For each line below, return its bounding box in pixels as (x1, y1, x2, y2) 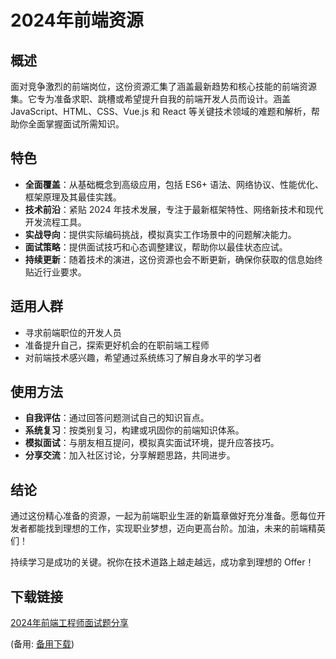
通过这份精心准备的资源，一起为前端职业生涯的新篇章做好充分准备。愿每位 (10, 510, 317, 522)
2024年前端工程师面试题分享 (10, 617, 129, 629)
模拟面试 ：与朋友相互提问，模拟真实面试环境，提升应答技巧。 (24, 437, 280, 449)
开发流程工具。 (24, 216, 87, 228)
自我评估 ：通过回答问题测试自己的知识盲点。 (24, 412, 210, 424)
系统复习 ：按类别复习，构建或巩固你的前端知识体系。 (24, 424, 245, 436)
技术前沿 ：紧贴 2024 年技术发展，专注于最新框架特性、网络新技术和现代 (24, 203, 324, 215)
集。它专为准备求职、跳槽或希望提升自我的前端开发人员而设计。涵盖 (10, 93, 291, 105)
